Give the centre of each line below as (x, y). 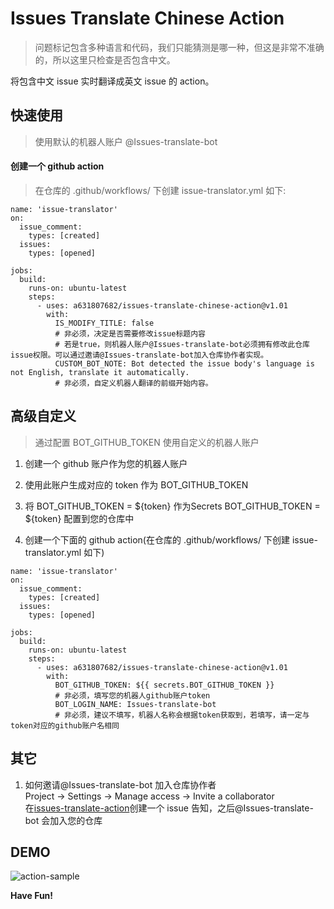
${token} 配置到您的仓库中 (79, 518)
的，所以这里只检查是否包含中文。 (105, 59)
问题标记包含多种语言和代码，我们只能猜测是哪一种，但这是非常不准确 (179, 47)
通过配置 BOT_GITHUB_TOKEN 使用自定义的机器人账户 (147, 442)
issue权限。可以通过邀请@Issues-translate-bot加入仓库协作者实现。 (139, 355)
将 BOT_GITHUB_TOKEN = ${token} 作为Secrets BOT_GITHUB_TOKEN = (172, 506)
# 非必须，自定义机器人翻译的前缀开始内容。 (133, 383)
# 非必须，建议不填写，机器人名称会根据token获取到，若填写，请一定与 (182, 715)
